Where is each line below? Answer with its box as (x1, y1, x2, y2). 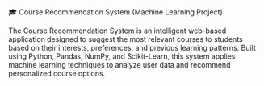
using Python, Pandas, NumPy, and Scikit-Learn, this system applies (8, 51, 236, 61)
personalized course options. (8, 68, 106, 78)
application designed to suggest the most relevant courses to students (8, 35, 244, 43)
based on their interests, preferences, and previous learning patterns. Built (8, 43, 256, 52)
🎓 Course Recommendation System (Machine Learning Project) (8, 7, 224, 17)
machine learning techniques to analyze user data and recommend (8, 60, 231, 69)
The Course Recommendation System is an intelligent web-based (8, 26, 227, 35)
